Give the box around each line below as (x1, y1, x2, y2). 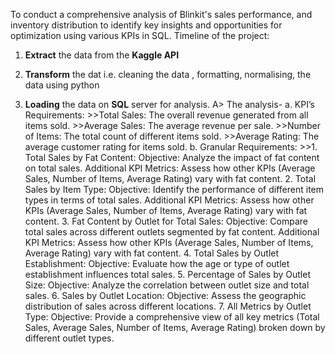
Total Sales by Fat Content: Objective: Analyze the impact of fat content (24, 152, 320, 163)
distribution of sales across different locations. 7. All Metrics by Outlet (24, 300, 312, 312)
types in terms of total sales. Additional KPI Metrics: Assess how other (24, 194, 315, 206)
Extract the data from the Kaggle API (24, 49, 180, 61)
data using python (24, 79, 100, 91)
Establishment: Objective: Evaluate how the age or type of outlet (24, 258, 290, 269)
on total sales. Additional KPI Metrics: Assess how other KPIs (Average (24, 162, 316, 174)
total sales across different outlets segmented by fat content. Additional (24, 226, 320, 238)
